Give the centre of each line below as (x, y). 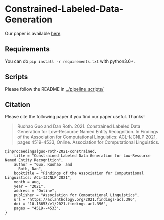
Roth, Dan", (31, 169)
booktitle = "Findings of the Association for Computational (79, 173)
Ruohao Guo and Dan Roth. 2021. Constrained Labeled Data (79, 126)
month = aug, (28, 182)
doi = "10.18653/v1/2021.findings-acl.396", (61, 204)
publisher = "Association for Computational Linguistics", (77, 195)
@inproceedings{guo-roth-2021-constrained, (51, 152)
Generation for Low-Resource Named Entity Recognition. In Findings (88, 132)
